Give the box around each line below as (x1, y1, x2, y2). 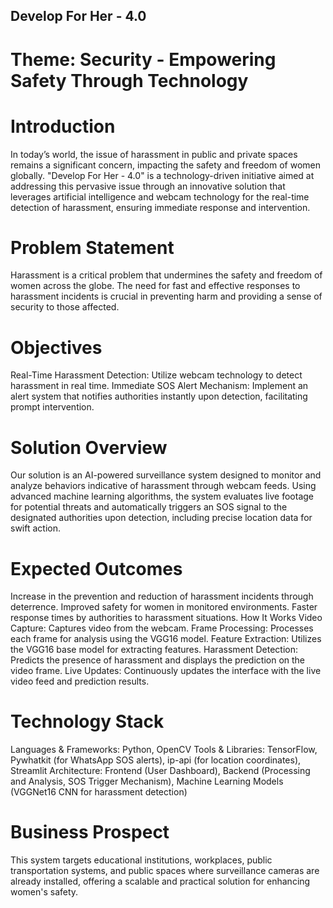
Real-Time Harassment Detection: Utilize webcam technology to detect (10, 369, 303, 381)
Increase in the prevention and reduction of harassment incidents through (10, 590, 314, 603)
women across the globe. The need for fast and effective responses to (10, 280, 301, 292)
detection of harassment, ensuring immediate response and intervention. (10, 201, 311, 213)
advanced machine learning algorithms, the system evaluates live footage (10, 490, 314, 503)
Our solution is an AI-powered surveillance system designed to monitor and (10, 469, 322, 481)
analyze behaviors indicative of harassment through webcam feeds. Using (10, 480, 317, 492)
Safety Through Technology (10, 69, 249, 92)
